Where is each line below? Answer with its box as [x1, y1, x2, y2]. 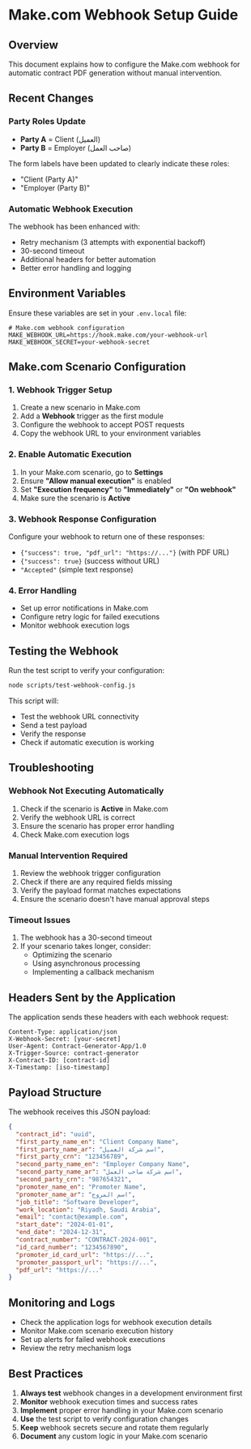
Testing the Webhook [8, 644, 119, 658]
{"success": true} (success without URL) [19, 556, 160, 566]
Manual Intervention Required [8, 850, 128, 861]
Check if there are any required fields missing [19, 877, 172, 887]
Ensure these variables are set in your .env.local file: [8, 308, 187, 318]
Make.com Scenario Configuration [8, 360, 186, 374]
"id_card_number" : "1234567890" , [15, 1243, 129, 1251]
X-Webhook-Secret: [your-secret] [8, 1035, 121, 1044]
